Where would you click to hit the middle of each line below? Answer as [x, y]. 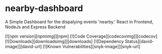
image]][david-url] [24, 46]
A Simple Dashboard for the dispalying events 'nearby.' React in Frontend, [79, 22]
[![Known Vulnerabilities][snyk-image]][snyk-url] [91, 46]
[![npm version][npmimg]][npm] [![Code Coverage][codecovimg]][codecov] [81, 36]
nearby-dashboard [44, 8]
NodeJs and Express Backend [35, 27]
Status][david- [139, 41]
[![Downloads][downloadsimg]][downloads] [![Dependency [64, 41]
